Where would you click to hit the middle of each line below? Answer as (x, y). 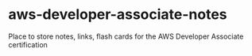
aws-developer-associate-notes (118, 15)
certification (28, 44)
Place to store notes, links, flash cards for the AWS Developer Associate (126, 36)
